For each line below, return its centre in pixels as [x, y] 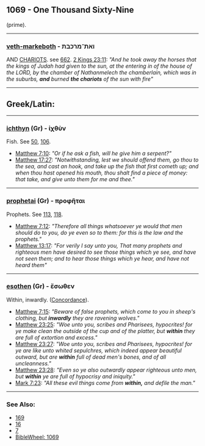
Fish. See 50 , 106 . [29, 142]
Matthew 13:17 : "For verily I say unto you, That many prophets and [99, 245]
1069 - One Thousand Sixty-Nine [70, 10]
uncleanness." [33, 363]
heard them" [31, 265]
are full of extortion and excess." [56, 337]
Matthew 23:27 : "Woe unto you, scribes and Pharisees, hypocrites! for [103, 343]
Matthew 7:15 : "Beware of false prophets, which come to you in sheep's [105, 311]
